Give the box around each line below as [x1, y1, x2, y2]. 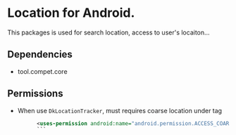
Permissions [7, 88, 63, 100]
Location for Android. [7, 5, 135, 21]
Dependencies [7, 49, 73, 60]
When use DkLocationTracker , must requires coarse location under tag [17, 106, 223, 115]
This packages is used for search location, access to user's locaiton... [7, 28, 210, 37]
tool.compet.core [17, 67, 68, 75]
